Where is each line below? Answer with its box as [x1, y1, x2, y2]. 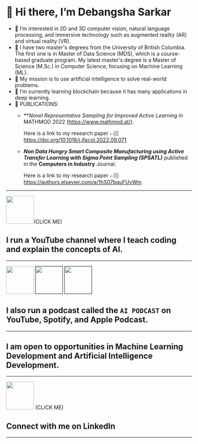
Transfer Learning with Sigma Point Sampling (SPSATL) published [23, 154, 188, 161]
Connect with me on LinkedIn [6, 421, 116, 431]
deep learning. [14, 94, 50, 101]
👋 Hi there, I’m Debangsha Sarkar [6, 5, 171, 19]
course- [161, 50, 181, 57]
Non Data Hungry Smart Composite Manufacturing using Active [23, 147, 184, 155]
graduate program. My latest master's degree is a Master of [31, 56, 176, 63]
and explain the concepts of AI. [6, 244, 123, 255]
